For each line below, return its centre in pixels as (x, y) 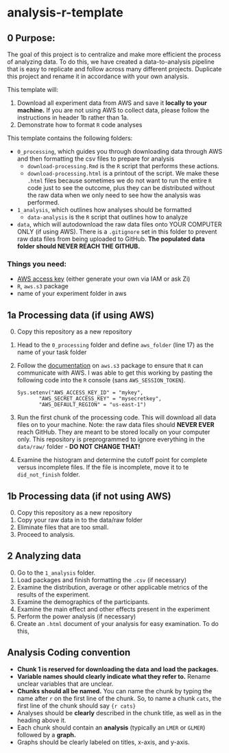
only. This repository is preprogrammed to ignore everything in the (111, 439)
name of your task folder (52, 352)
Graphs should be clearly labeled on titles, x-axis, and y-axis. (103, 742)
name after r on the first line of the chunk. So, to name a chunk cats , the (119, 698)
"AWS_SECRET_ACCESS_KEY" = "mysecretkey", (100, 399)
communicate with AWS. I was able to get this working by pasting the (115, 373)
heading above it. (41, 720)
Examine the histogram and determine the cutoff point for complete (112, 460)
